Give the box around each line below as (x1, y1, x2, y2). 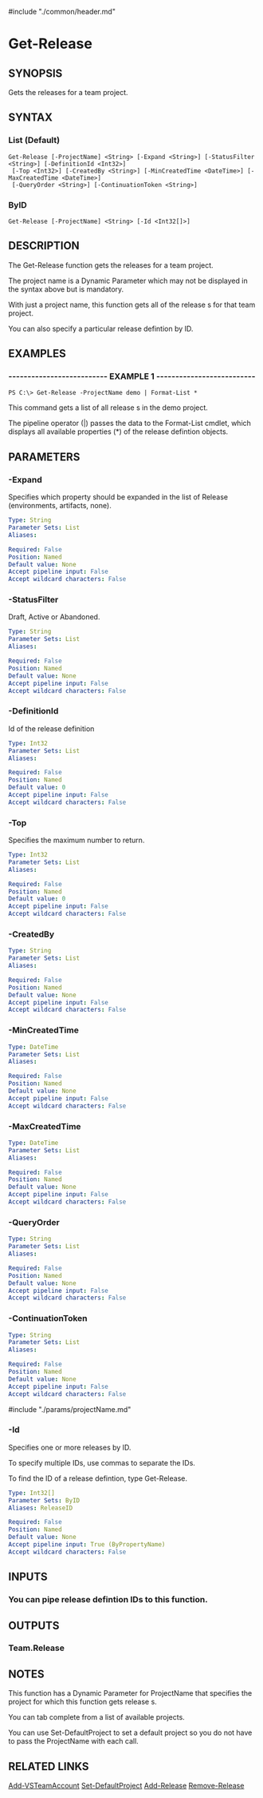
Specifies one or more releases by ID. (8, 1442, 131, 1452)
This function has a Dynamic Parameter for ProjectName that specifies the (8, 1689, 253, 1698)
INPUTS (8, 1570, 48, 1584)
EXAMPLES (8, 347, 66, 360)
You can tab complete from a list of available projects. (8, 1712, 185, 1722)
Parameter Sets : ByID (8, 1496, 80, 1505)
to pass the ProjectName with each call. (8, 1736, 139, 1746)
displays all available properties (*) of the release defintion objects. (8, 427, 229, 436)
